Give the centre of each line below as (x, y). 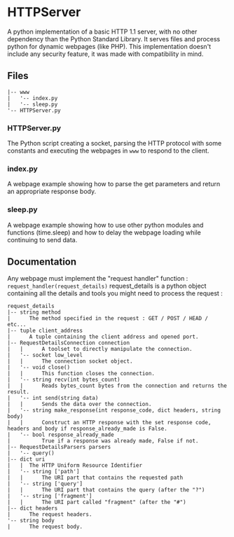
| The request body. (45, 527)
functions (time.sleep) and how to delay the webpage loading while (104, 232)
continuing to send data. (42, 239)
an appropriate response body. (52, 191)
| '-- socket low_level (45, 355)
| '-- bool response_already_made (61, 435)
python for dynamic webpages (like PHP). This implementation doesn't (109, 46)
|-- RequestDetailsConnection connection (69, 343)
